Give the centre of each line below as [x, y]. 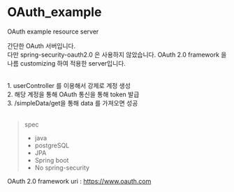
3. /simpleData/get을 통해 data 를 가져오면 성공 [73, 103]
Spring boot [52, 160]
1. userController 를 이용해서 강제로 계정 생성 [69, 85]
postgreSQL [52, 145]
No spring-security [62, 168]
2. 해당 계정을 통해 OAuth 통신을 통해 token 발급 [73, 94]
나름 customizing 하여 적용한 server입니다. [66, 63]
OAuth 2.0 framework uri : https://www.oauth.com [79, 181]
